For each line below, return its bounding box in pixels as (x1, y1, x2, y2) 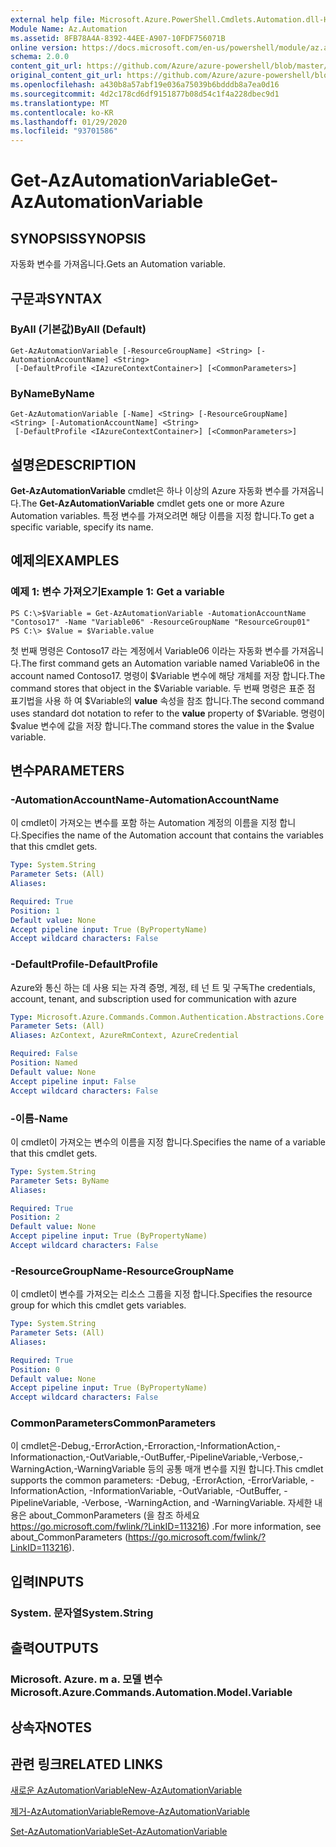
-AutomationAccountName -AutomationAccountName (10, 792, 280, 806)
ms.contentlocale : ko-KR (10, 107, 114, 118)
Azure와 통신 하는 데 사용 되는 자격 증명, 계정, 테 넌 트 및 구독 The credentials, (10, 981, 316, 993)
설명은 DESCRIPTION (10, 456, 137, 473)
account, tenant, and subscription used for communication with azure (10, 992, 297, 1005)
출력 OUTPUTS (10, 1640, 99, 1657)
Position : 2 (10, 1212, 60, 1223)
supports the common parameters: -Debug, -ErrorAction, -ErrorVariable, (10, 1474, 308, 1486)
